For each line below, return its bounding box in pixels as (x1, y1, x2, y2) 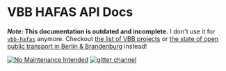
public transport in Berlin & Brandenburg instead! (7, 42, 147, 50)
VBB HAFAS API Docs (7, 4, 134, 20)
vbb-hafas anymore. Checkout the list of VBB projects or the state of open (7, 34, 219, 42)
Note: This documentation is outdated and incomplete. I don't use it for (7, 27, 216, 35)
